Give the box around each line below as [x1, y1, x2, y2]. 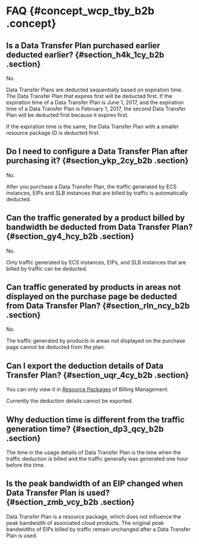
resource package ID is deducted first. [6, 129, 100, 136]
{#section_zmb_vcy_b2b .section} [6, 497, 135, 507]
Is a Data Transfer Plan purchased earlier [6, 40, 160, 50]
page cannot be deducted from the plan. [6, 343, 105, 351]
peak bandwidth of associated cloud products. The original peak [6, 519, 165, 526]
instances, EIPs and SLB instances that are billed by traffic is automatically [6, 189, 188, 197]
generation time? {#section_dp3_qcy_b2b [6, 423, 164, 434]
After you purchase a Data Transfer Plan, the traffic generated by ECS [6, 183, 177, 190]
